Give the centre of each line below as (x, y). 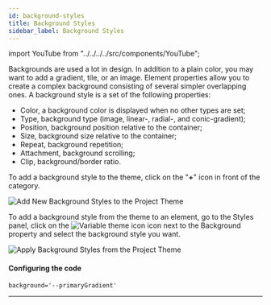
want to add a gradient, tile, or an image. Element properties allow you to (129, 78)
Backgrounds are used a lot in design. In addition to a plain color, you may (131, 69)
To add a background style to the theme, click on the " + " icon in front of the (134, 177)
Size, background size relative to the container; (98, 136)
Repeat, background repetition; (71, 145)
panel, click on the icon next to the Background (125, 225)
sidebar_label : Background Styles (67, 31)
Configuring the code (45, 268)
